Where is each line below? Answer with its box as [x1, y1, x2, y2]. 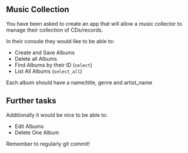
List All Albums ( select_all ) [14, 67, 82, 75]
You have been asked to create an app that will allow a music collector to [6, 20, 182, 27]
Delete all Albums [14, 55, 58, 62]
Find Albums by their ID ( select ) [14, 61, 93, 68]
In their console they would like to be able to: [6, 37, 115, 44]
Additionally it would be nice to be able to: [6, 111, 108, 119]
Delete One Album [14, 128, 59, 136]
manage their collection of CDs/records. [6, 26, 103, 33]
